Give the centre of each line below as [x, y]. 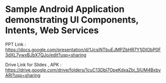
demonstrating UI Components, [72, 20]
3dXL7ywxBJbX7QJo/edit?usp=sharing [46, 55]
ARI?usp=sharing [23, 75]
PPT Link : [16, 44]
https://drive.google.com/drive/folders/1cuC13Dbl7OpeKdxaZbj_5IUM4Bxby [83, 70]
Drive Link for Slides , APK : [33, 64]
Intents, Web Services [52, 30]
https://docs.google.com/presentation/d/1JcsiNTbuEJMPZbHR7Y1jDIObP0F [83, 49]
